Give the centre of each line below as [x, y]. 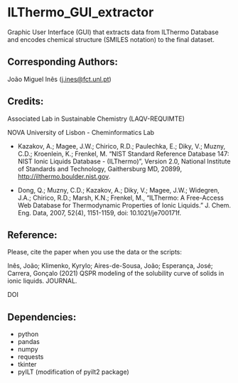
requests [31, 357]
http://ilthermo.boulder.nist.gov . [64, 176]
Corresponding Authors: [63, 62]
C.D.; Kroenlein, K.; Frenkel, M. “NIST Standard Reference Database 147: [123, 153]
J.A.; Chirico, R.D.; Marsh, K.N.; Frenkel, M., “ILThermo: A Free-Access [120, 198]
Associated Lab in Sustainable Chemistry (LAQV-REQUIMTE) [96, 119]
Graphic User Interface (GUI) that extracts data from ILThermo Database [113, 32]
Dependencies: [42, 317]
